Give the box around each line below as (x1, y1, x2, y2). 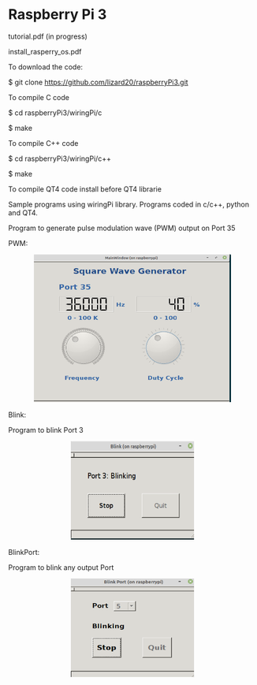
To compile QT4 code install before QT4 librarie (8, 184, 162, 194)
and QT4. (8, 207, 38, 218)
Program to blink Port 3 (8, 425, 84, 434)
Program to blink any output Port (8, 562, 114, 572)
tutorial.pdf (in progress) (8, 32, 88, 41)
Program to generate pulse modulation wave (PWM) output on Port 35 (8, 223, 236, 233)
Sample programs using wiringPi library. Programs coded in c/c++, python (8, 199, 250, 209)
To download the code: (8, 61, 84, 72)
